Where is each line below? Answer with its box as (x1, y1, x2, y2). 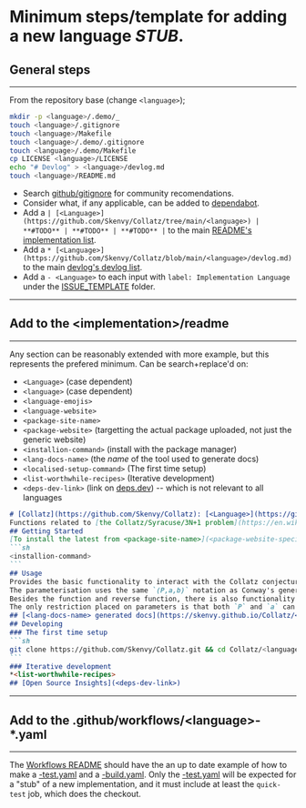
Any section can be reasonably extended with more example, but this (9, 348, 270, 359)
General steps (9, 62, 91, 77)
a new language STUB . (9, 25, 184, 46)
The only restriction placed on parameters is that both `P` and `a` (9, 602, 280, 611)
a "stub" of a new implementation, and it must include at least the (9, 779, 255, 789)
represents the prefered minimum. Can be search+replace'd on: (9, 358, 249, 369)
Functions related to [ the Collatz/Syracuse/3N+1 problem (9, 518, 234, 527)
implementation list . (22, 235, 97, 245)
